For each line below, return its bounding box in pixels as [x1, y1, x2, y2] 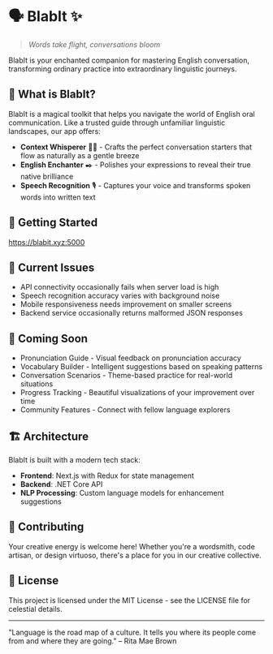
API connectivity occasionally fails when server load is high [19, 282, 219, 292]
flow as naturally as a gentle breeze [19, 150, 140, 160]
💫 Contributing [8, 520, 84, 534]
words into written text [19, 192, 96, 202]
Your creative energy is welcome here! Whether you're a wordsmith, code [8, 541, 256, 551]
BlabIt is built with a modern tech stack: [8, 455, 141, 464]
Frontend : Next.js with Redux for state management [19, 471, 195, 480]
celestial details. [8, 604, 63, 613]
